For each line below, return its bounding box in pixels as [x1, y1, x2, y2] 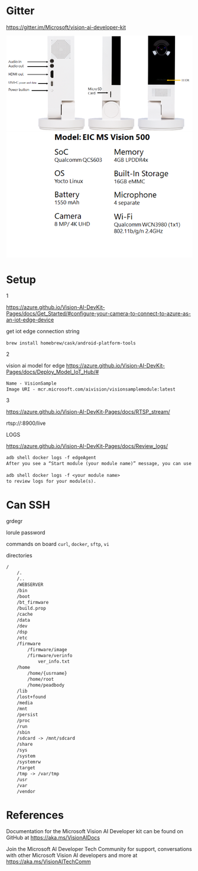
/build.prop [17, 606, 46, 612]
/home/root [27, 677, 54, 682]
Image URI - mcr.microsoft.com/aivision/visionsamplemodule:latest [6, 386, 176, 392]
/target [17, 765, 35, 771]
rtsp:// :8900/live [6, 420, 46, 427]
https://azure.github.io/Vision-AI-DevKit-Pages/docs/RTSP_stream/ [6, 408, 170, 415]
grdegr [6, 518, 23, 525]
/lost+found [17, 694, 46, 700]
